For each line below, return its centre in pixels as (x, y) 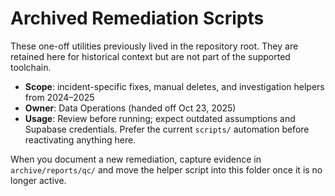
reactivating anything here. (80, 139)
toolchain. (31, 67)
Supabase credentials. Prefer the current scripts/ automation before (167, 129)
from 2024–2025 (59, 97)
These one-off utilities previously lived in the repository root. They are (154, 46)
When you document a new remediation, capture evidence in (136, 159)
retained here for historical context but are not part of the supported (150, 56)
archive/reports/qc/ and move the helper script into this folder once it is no (166, 169)
